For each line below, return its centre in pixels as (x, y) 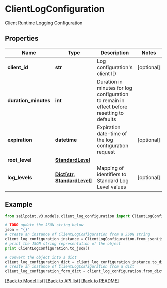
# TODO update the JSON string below (44, 225)
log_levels (20, 177)
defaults (106, 119)
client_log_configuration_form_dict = (45, 271)
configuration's (115, 67)
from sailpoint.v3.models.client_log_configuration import (68, 216)
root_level (20, 160)
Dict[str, (65, 174)
